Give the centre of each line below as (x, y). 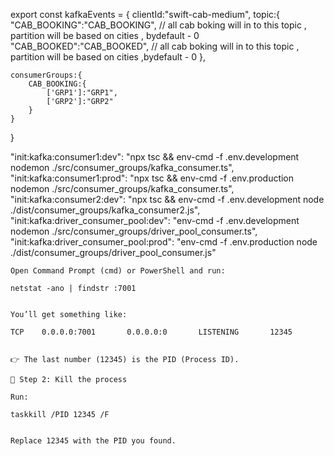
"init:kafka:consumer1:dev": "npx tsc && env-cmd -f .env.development (155, 157)
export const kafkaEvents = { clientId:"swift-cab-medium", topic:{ (145, 14)
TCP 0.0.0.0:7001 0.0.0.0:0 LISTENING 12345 (151, 332)
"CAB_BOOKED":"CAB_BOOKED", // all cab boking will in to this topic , (155, 46)
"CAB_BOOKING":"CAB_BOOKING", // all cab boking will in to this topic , (158, 25)
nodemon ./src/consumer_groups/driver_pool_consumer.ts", (134, 231)
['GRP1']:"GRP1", (82, 93)
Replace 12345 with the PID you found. (93, 441)
